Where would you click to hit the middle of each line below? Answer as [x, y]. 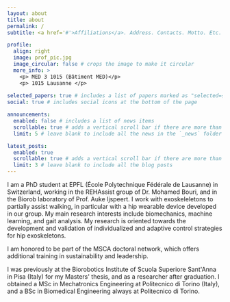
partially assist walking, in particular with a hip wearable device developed [112, 206]
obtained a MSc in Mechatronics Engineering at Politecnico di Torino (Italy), [114, 284]
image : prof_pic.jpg [42, 58]
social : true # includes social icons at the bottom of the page [102, 102]
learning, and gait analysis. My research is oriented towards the [97, 221]
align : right [32, 51]
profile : [20, 45]
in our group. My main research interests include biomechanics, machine [110, 214]
